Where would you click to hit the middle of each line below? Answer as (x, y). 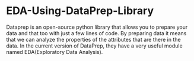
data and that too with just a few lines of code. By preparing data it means (96, 33)
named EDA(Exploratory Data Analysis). (55, 52)
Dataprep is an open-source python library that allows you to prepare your (97, 27)
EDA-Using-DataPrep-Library (80, 11)
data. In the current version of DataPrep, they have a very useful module (94, 46)
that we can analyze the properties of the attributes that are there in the (93, 39)
